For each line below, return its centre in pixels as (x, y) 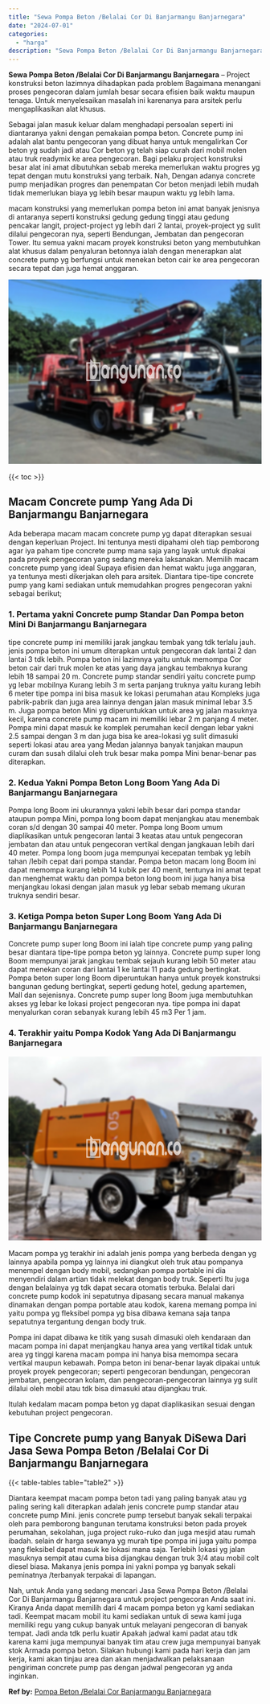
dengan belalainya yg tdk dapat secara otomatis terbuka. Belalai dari (122, 1287)
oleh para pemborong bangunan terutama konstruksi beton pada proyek (128, 1523)
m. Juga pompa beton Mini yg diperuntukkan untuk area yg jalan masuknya (133, 710)
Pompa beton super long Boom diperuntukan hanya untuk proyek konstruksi (135, 978)
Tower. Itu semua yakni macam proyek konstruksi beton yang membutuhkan (135, 243)
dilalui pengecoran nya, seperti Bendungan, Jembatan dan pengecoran (126, 234)
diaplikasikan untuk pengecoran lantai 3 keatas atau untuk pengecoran (126, 836)
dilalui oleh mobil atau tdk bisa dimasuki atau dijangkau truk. (108, 1389)
